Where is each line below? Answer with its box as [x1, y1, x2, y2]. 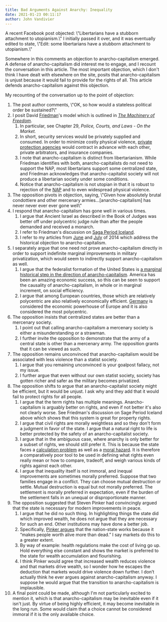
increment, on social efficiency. [19, 288, 84, 294]
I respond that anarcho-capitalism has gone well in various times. [12, 208, 147, 214]
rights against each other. [19, 463, 73, 469]
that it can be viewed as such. [19, 346, 81, 352]
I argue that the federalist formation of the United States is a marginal [19, 266, 162, 272]
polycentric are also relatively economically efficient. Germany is [19, 298, 153, 304]
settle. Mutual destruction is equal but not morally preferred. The [19, 484, 153, 490]
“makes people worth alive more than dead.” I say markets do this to [19, 532, 161, 538]
